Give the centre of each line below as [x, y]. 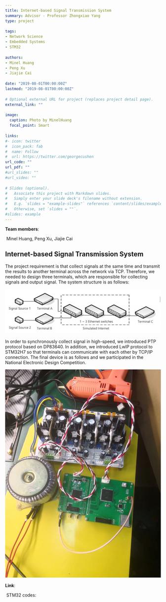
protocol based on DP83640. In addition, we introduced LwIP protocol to [79, 347]
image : [12, 115]
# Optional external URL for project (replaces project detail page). [79, 99]
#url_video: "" [21, 178]
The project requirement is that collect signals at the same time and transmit [83, 266]
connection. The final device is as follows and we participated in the [74, 357]
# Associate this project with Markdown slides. [58, 193]
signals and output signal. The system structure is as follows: [67, 282]
